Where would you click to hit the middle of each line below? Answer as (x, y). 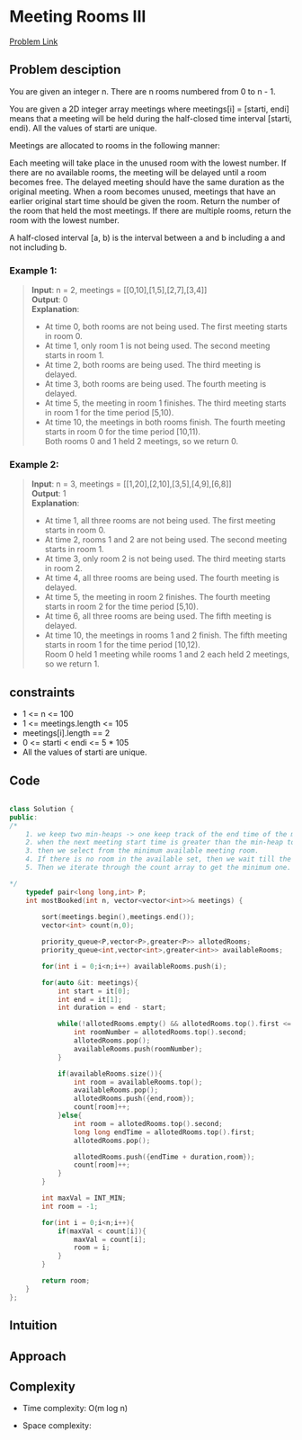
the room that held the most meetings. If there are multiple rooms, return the (151, 210)
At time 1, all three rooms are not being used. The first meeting (160, 521)
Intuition (33, 1325)
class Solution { (42, 809)
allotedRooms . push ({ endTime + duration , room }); (164, 1157)
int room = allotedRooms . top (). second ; (148, 1123)
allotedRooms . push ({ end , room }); (134, 1099)
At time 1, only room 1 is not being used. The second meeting (157, 346)
